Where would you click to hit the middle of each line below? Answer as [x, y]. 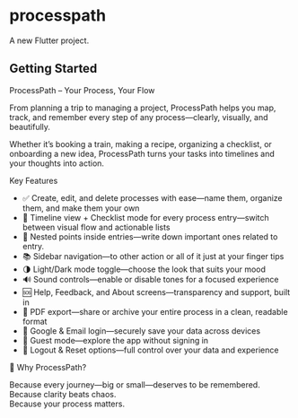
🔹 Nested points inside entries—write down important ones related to [150, 236]
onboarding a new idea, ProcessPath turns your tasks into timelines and [142, 153]
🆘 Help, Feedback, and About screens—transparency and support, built [156, 292]
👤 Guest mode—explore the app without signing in [115, 340]
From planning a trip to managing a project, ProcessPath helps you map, [143, 108]
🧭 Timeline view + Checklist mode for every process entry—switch [145, 217]
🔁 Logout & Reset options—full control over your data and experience [150, 350]
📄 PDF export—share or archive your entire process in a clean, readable [155, 311]
